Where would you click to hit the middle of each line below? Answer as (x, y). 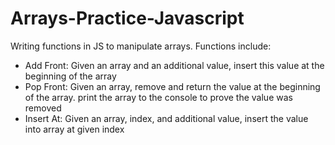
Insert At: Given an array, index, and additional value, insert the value (166, 118)
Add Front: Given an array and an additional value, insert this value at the (174, 65)
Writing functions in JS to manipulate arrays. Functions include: (141, 46)
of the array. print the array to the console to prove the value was (158, 97)
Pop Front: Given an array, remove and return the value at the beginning (172, 86)
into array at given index (74, 129)
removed (43, 108)
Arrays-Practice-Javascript (127, 18)
